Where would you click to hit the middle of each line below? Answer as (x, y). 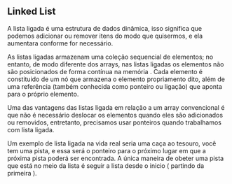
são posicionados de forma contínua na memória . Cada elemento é (105, 71)
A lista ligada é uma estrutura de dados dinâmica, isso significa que (105, 28)
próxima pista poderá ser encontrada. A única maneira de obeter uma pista (116, 158)
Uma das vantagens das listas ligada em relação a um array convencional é (116, 107)
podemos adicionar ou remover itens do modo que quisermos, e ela (105, 36)
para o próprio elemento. (43, 94)
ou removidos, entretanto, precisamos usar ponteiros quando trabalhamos (115, 122)
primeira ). (22, 173)
